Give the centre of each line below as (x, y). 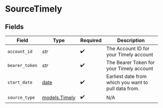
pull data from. (123, 88)
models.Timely (59, 97)
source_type (21, 97)
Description (131, 40)
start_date (20, 83)
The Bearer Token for (131, 62)
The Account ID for (128, 48)
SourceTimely (33, 9)
